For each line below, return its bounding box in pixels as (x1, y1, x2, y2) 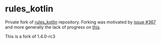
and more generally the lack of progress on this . (5, 24, 101, 30)
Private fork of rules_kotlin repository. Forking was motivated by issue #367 (5, 19, 156, 25)
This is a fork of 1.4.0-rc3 (5, 33, 56, 39)
